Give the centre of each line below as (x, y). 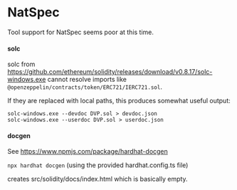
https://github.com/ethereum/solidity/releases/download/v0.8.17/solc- (110, 72)
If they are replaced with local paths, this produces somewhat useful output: (119, 101)
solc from (21, 64)
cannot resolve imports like (87, 80)
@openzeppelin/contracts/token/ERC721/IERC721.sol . (85, 87)
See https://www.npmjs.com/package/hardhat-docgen (88, 152)
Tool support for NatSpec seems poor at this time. (81, 32)
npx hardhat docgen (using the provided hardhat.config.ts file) (98, 165)
